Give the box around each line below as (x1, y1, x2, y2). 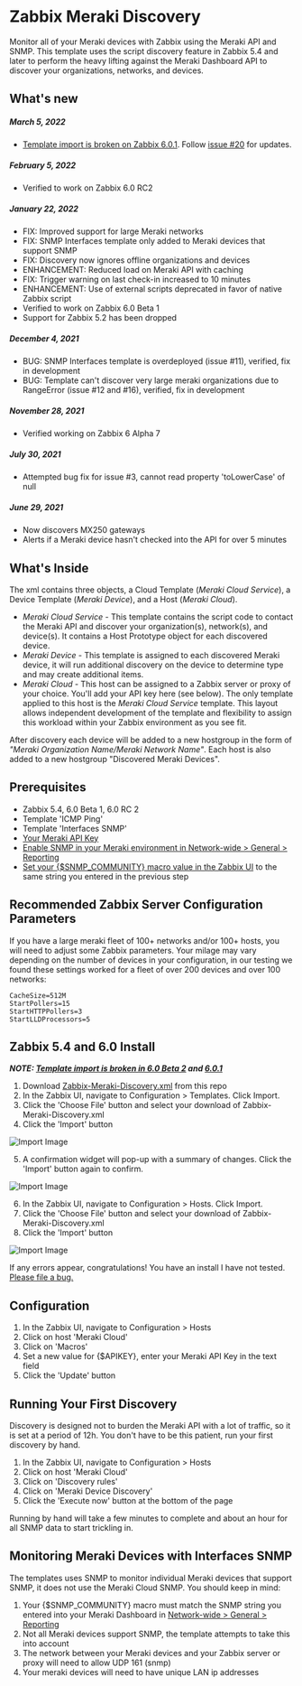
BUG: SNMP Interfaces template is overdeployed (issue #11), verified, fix (22, 356, 291, 367)
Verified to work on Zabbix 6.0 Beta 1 (22, 303, 160, 313)
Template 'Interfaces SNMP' (22, 823, 128, 834)
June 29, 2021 (9, 501, 64, 512)
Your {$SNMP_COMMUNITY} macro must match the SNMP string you (22, 1599, 282, 1610)
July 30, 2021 (9, 449, 61, 460)
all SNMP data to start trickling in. (9, 1522, 133, 1532)
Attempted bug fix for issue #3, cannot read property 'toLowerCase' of (22, 471, 286, 482)
